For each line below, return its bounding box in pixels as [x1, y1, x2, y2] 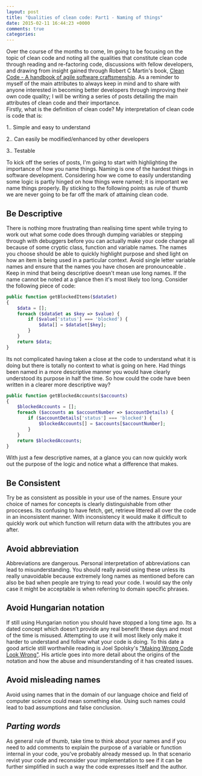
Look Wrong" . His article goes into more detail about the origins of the [6, 650, 180, 658]
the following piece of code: [6, 282, 76, 289]
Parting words [6, 721, 61, 731]
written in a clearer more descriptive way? [6, 381, 111, 388]
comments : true [6, 25, 45, 32]
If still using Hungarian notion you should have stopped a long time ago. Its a [6, 618, 197, 626]
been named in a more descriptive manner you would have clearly [6, 368, 171, 375]
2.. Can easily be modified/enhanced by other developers [6, 135, 150, 143]
